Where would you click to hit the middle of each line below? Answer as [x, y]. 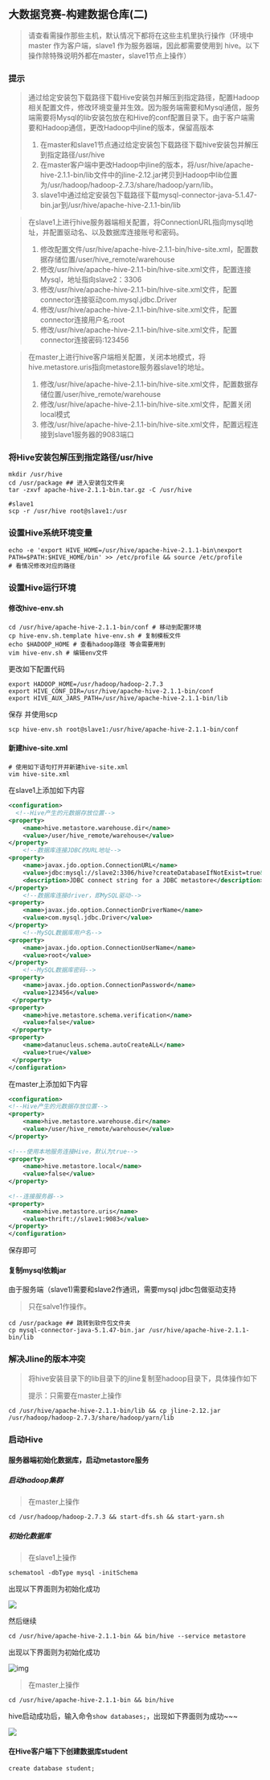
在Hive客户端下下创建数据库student [68, 1751]
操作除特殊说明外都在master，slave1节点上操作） [109, 56]
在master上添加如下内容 [48, 1084]
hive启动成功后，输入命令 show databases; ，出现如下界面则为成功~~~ [123, 1716]
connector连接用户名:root [82, 320]
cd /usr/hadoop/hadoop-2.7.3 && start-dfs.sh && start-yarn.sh [117, 1517]
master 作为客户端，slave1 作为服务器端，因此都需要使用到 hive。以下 [143, 45]
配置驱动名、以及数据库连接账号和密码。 [116, 233]
